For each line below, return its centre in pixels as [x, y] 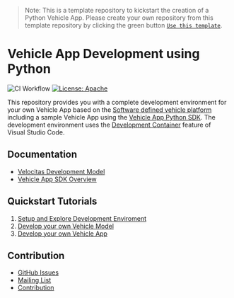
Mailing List [34, 280]
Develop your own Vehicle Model [66, 226]
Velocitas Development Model [61, 171]
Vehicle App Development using [104, 54]
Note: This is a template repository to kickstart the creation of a [117, 10]
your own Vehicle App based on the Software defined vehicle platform [110, 110]
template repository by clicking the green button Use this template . [123, 25]
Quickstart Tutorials [52, 201]
